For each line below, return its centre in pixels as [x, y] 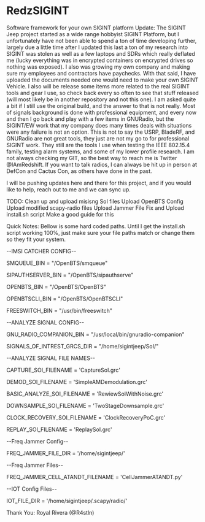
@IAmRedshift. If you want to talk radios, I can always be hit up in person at [102, 164]
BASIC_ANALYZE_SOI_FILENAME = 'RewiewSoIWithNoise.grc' [85, 394]
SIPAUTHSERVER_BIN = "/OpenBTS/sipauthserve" [70, 275]
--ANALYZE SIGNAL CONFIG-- [45, 322]
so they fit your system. [36, 239]
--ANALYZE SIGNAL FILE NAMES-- [51, 358]
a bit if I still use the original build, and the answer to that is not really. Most [101, 106]
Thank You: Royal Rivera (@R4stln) [50, 512]
